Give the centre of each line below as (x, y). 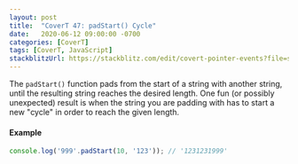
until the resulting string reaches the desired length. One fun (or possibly (142, 93)
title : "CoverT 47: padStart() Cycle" (83, 26)
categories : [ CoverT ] (49, 42)
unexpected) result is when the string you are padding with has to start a (142, 102)
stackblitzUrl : (37, 59)
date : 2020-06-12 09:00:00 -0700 (75, 34)
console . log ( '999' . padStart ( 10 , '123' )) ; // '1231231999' (118, 152)
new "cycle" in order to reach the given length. (94, 112)
